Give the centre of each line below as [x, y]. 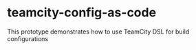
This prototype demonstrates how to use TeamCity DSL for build [98, 32]
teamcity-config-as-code [82, 13]
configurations [28, 38]
